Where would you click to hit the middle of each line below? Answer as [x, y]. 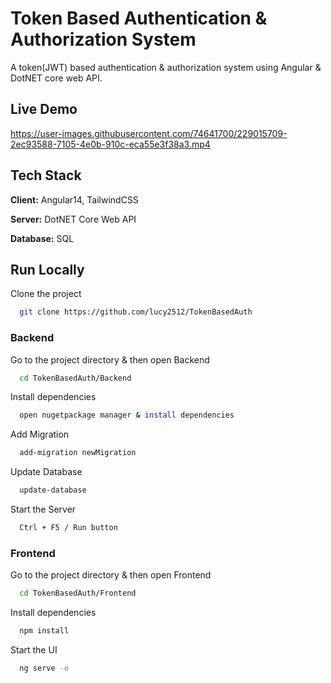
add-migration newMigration [78, 453]
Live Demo [44, 109]
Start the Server [43, 509]
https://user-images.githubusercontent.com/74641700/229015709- [149, 133]
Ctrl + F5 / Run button [68, 528]
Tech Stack [46, 175]
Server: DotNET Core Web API [73, 219]
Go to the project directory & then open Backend [110, 359]
